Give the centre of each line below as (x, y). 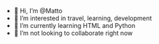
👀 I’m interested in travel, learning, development (83, 18)
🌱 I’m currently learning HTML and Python (74, 25)
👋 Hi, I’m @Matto (38, 11)
